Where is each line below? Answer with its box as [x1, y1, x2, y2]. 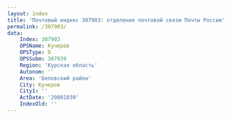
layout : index [7, 10, 49, 17]
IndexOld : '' [19, 101, 58, 108]
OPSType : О [19, 49, 51, 56]
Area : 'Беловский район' [19, 74, 92, 82]
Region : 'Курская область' [19, 62, 98, 69]
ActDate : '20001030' [19, 94, 79, 101]
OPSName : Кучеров [19, 42, 70, 49]
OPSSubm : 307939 [19, 56, 67, 62]
